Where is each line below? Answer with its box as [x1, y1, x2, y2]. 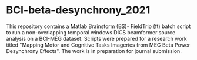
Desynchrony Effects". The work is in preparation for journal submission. [6, 47, 182, 54]
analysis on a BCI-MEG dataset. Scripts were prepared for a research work [6, 35, 187, 42]
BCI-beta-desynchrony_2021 [6, 3, 151, 17]
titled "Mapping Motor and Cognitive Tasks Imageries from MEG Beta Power [6, 41, 191, 48]
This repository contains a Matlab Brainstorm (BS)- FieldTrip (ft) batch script [6, 23, 191, 30]
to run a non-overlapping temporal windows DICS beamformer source [6, 29, 176, 36]
